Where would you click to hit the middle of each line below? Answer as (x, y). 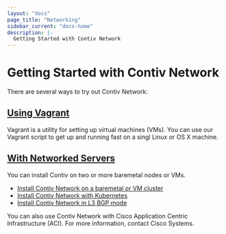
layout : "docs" (29, 13)
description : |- (30, 32)
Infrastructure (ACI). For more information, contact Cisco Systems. (101, 223)
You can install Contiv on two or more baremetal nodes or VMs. (97, 174)
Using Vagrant (38, 113)
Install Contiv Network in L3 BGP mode (72, 203)
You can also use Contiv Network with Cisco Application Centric (98, 216)
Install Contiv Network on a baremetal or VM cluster (90, 188)
